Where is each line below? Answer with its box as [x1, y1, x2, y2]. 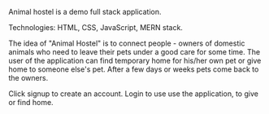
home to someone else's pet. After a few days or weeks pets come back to [8, 64, 259, 74]
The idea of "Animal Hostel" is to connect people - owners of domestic [8, 38, 245, 48]
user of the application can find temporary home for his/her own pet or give [8, 56, 262, 65]
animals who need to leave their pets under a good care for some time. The [8, 47, 261, 56]
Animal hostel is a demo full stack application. [8, 7, 162, 16]
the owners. [8, 73, 49, 82]
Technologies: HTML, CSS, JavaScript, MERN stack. [8, 23, 183, 32]
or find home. [8, 98, 54, 107]
